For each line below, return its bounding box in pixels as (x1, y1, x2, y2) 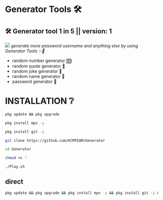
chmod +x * (5, 155, 27, 160)
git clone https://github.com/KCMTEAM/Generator (5, 138, 105, 143)
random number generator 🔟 (12, 58, 72, 63)
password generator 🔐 (12, 78, 57, 84)
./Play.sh (5, 164, 25, 169)
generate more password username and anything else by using (11, 43, 138, 48)
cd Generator (5, 147, 32, 152)
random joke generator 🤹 (12, 68, 62, 74)
